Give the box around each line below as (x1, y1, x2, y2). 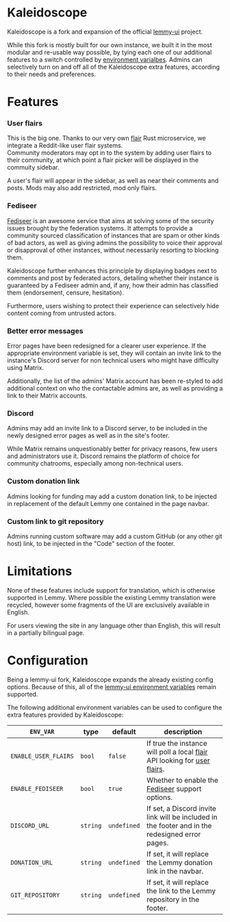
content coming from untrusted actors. (7, 309, 116, 317)
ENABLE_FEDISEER (10, 785, 64, 792)
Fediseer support (146, 784, 202, 794)
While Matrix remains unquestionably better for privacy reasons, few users (7, 445, 218, 453)
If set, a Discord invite (146, 803, 217, 813)
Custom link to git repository (7, 516, 104, 526)
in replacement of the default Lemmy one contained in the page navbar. (7, 499, 209, 507)
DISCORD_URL (10, 822, 50, 829)
